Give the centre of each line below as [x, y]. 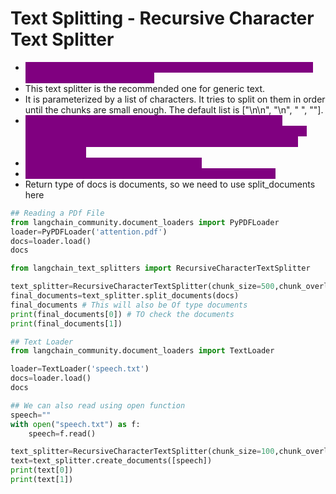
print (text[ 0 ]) [42, 470]
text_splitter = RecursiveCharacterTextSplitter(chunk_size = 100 [142, 452]
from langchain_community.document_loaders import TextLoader [142, 351]
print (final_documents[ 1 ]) [66, 323]
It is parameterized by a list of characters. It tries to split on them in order [175, 99]
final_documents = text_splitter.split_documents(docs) [125, 296]
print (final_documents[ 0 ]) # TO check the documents [122, 314]
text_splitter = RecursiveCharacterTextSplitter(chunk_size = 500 [142, 287]
